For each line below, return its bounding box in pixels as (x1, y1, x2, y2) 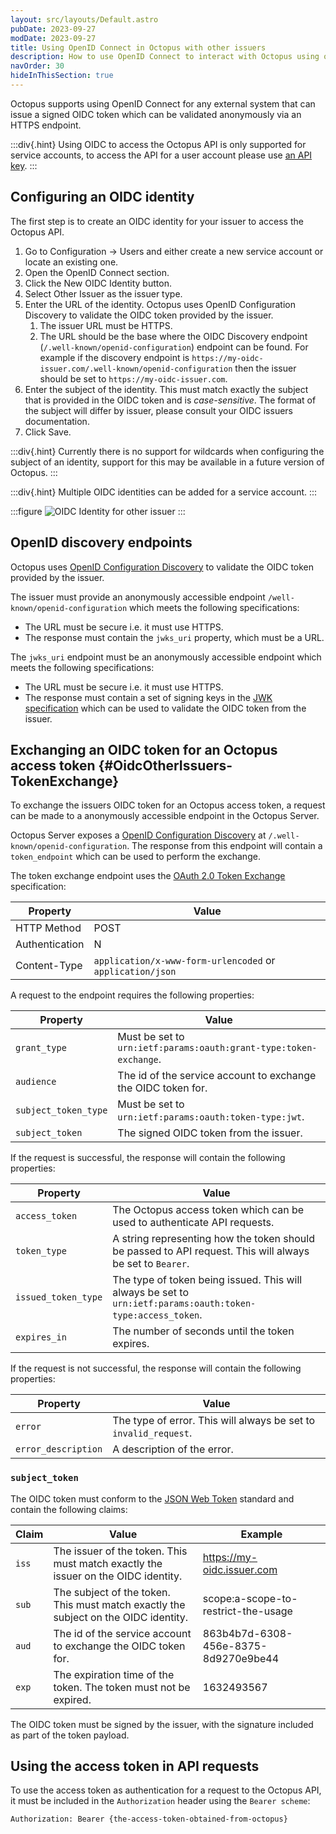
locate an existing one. (24, 256, 119, 268)
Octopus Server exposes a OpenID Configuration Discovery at (10, 829, 267, 841)
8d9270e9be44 (202, 1651, 280, 1665)
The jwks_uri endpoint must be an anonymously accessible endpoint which (10, 651, 322, 663)
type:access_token (112, 1310, 200, 1321)
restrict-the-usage (202, 1604, 293, 1618)
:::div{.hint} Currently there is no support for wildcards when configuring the (10, 445, 325, 457)
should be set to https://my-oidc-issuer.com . (39, 372, 228, 385)
